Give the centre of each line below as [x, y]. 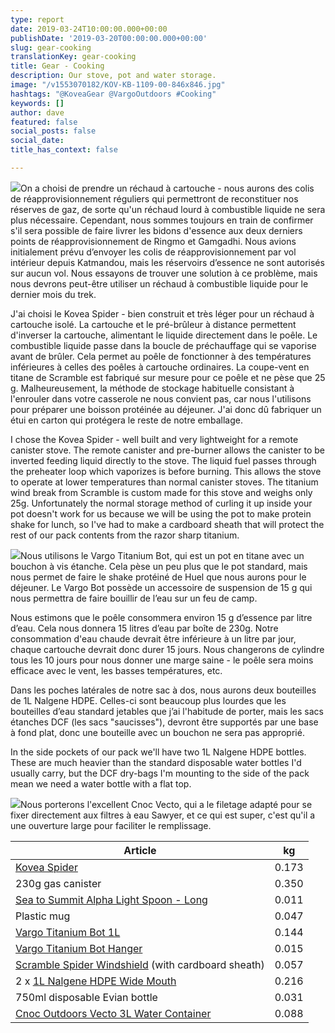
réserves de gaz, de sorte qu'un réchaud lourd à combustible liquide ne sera [168, 209]
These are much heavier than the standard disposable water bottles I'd [156, 762]
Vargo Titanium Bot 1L [68, 932]
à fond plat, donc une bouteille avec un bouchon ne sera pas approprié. [157, 732]
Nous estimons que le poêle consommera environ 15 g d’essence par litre [161, 617]
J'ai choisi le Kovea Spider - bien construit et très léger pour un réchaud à [162, 313]
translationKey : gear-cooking [73, 57]
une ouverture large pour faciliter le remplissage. [111, 825]
